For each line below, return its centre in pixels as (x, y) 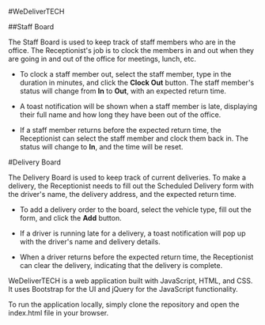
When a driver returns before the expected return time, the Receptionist (136, 257)
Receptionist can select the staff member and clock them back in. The (134, 138)
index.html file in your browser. (59, 313)
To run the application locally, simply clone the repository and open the (124, 304)
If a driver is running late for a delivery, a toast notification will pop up (132, 233)
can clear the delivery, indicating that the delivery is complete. (121, 265)
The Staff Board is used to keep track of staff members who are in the (122, 42)
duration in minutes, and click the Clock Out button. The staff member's (137, 83)
